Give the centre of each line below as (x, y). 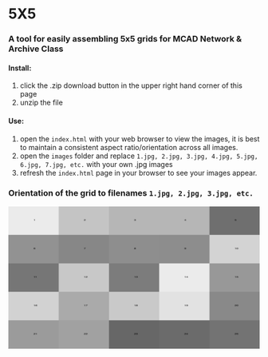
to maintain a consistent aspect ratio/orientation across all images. (129, 147)
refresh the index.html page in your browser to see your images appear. (138, 173)
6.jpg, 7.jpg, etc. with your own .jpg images (96, 164)
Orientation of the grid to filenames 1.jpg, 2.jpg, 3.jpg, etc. (131, 193)
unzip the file (41, 103)
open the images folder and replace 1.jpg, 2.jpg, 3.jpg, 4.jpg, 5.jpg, (139, 156)
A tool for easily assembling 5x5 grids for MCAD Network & (125, 39)
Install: (20, 68)
